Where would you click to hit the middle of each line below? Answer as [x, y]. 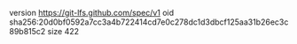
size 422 [63, 31]
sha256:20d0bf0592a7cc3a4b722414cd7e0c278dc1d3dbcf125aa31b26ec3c [149, 22]
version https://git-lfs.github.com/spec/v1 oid [92, 13]
